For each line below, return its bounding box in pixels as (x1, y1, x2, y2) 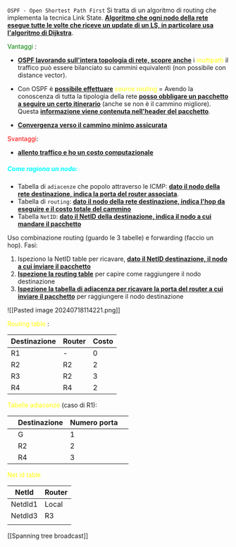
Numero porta (70, 417, 118, 427)
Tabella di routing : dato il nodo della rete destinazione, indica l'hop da (17, 197, 225, 206)
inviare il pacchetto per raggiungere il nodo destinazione (17, 292, 184, 300)
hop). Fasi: (7, 240, 38, 249)
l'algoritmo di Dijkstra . (7, 28, 74, 37)
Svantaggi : (7, 134, 39, 143)
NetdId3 (11, 510, 38, 520)
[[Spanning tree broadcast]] (7, 531, 89, 540)
